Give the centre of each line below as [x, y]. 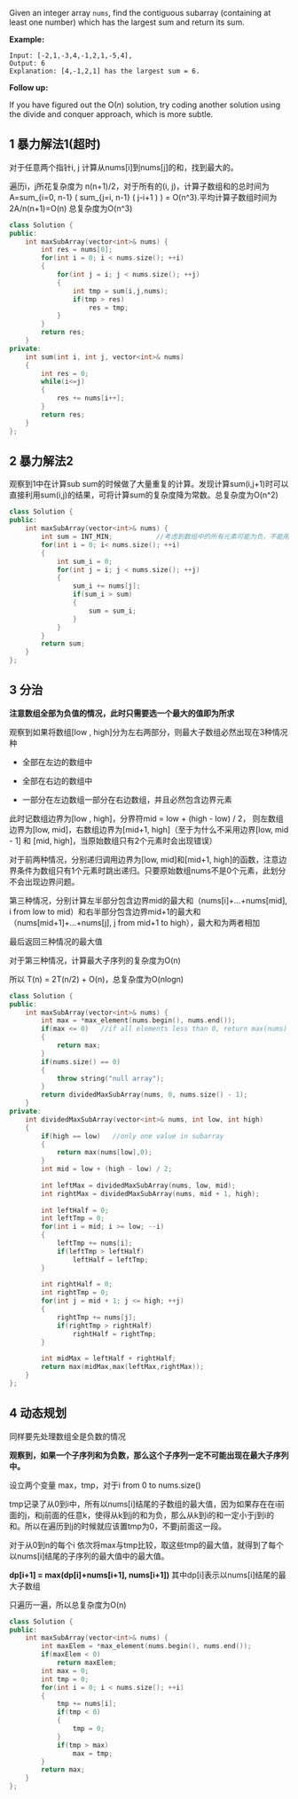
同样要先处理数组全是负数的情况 [67, 1436]
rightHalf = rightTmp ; [114, 1334]
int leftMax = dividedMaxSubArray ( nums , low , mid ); [139, 1185]
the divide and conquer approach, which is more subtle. [111, 114]
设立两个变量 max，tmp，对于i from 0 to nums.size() [105, 1485]
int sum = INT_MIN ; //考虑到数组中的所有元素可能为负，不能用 [165, 536]
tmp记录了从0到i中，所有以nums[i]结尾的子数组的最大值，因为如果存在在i [143, 1504]
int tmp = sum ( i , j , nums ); [120, 291]
